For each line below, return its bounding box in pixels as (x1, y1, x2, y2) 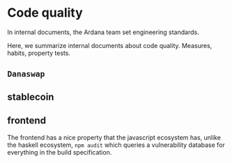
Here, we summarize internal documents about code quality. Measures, (7, 41, 212, 49)
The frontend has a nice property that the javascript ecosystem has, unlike (7, 133, 222, 141)
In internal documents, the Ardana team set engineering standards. (7, 28, 200, 36)
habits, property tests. (7, 49, 71, 57)
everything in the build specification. (7, 148, 112, 156)
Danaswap (7, 69, 45, 79)
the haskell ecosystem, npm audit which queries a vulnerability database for (7, 141, 225, 149)
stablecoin (7, 91, 54, 102)
